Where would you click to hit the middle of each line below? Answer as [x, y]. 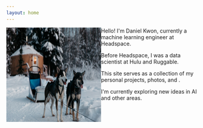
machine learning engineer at [138, 37]
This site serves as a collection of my [147, 73]
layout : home [23, 13]
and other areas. [121, 98]
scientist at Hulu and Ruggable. [140, 62]
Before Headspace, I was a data [141, 55]
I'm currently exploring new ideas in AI [149, 91]
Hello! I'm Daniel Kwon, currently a [144, 31]
